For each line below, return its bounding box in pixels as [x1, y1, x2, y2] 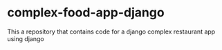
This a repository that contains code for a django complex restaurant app [7, 27, 216, 36]
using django [7, 34, 44, 42]
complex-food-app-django [7, 5, 165, 21]
